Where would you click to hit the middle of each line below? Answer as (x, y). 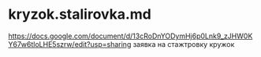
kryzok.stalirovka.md (80, 14)
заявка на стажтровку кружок (184, 44)
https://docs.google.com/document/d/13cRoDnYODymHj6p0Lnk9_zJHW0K (130, 36)
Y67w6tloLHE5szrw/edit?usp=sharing (70, 44)
